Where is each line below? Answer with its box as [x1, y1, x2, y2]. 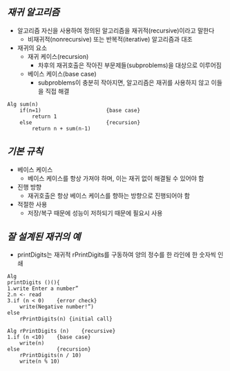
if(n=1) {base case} [19, 107, 140, 114]
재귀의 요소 [17, 44, 48, 52]
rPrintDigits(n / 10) [19, 352, 82, 359]
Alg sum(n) [7, 101, 39, 107]
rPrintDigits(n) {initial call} [19, 316, 113, 322]
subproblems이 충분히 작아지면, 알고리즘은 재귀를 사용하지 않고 [37, 78, 210, 87]
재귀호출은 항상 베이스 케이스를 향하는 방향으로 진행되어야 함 [27, 191, 190, 200]
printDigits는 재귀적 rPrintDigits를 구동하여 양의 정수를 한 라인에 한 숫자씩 [17, 250, 216, 259]
